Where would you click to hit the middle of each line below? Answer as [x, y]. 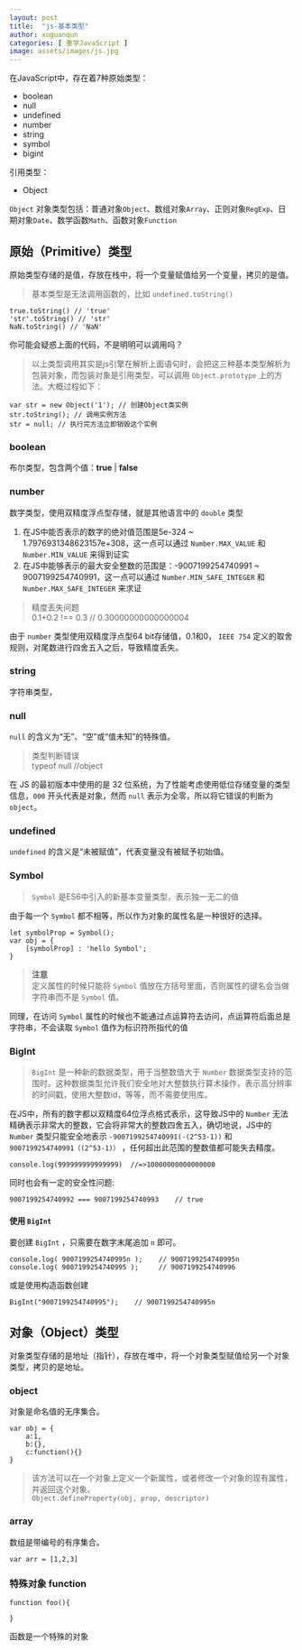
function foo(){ [40, 1602]
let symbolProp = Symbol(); [62, 933]
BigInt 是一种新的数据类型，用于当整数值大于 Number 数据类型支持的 [158, 1072]
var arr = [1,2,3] [44, 1559]
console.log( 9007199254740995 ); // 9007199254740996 [123, 1267]
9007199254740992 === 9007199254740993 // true [106, 1200]
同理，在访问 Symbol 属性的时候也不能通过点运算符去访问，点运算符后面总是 [150, 1016]
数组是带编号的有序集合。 [57, 1542]
